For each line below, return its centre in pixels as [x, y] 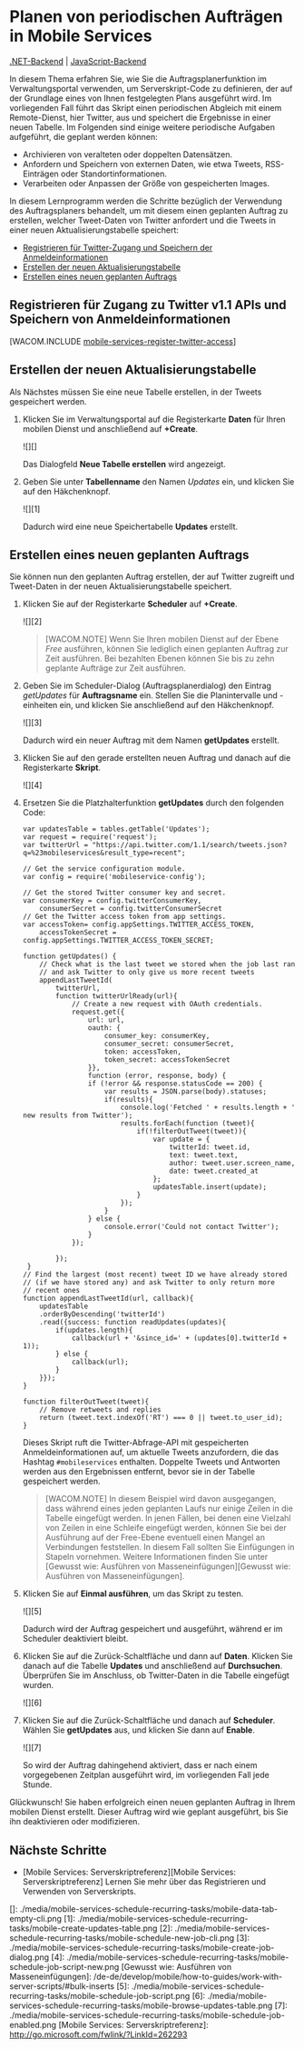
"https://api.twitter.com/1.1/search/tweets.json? [190, 845]
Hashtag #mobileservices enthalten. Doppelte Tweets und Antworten [151, 1462]
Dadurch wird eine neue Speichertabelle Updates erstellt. [130, 526]
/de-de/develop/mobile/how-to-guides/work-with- [188, 1977]
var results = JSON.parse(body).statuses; [186, 1092]
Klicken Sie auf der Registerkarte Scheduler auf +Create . [130, 604]
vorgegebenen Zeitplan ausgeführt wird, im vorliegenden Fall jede [146, 1775]
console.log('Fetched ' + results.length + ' [208, 1108]
